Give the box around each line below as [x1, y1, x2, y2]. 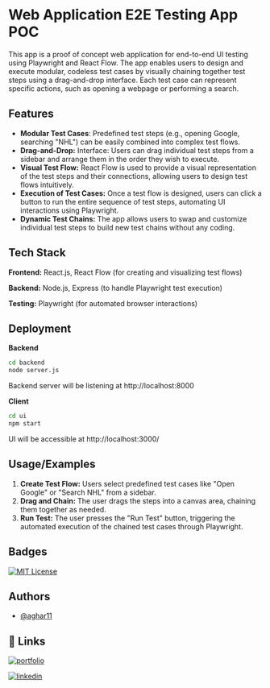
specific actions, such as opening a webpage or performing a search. [8, 83, 239, 93]
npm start [8, 420, 42, 428]
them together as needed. [19, 504, 106, 514]
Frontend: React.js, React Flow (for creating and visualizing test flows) [8, 267, 243, 277]
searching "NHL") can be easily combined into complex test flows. [19, 137, 240, 147]
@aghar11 [19, 611, 52, 621]
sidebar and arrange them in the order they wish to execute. [19, 154, 220, 164]
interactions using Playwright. [19, 205, 119, 215]
